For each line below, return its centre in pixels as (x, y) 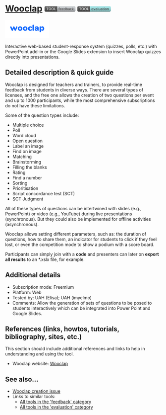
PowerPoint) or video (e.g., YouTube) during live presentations (69, 214)
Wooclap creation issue (36, 391)
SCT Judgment (28, 199)
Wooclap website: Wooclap (40, 364)
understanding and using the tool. (40, 354)
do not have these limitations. (35, 105)
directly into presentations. (32, 57)
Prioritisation (25, 188)
